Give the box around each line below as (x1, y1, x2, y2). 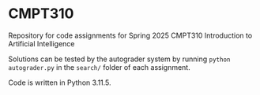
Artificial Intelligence (8, 38, 75, 48)
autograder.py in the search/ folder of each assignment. (8, 62, 191, 71)
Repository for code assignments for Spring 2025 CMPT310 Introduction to (8, 31, 253, 40)
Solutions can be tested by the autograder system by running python (8, 54, 231, 64)
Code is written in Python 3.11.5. (8, 78, 112, 87)
